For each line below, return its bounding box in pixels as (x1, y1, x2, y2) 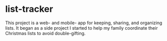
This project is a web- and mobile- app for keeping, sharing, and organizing (5, 20, 162, 26)
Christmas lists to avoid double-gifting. (5, 30, 86, 36)
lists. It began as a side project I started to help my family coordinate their (5, 25, 158, 31)
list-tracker (5, 3, 53, 15)
